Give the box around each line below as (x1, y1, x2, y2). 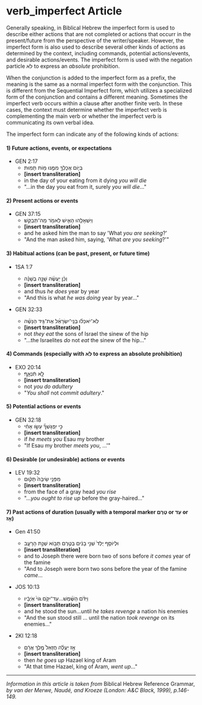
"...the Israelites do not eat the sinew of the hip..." (23, 336, 146, 343)
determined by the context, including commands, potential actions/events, (6, 49, 191, 57)
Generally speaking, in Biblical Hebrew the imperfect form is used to (6, 24, 176, 31)
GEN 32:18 (14, 416, 41, 423)
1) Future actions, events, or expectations (6, 144, 112, 152)
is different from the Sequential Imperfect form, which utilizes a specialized (6, 87, 192, 94)
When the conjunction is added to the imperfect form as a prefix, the (6, 74, 176, 81)
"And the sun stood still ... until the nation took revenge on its (23, 614, 175, 621)
